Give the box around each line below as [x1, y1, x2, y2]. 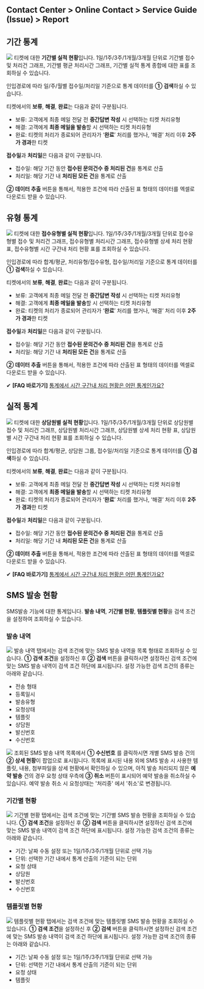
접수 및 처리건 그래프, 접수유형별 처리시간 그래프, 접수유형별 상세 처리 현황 [17, 237, 193, 245]
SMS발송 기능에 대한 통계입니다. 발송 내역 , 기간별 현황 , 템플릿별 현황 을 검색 [6, 607, 185, 615]
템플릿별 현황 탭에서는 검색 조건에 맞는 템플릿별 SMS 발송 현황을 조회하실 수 [13, 917, 195, 924]
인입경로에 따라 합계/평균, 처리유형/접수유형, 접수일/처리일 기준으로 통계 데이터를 [6, 258, 198, 266]
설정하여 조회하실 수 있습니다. [12, 615, 83, 622]
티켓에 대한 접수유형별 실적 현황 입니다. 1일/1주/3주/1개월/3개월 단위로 [13, 230, 178, 237]
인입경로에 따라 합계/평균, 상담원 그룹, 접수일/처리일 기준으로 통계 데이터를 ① [6, 447, 192, 454]
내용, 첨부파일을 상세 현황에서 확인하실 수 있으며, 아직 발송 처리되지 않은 [19, 764, 190, 772]
